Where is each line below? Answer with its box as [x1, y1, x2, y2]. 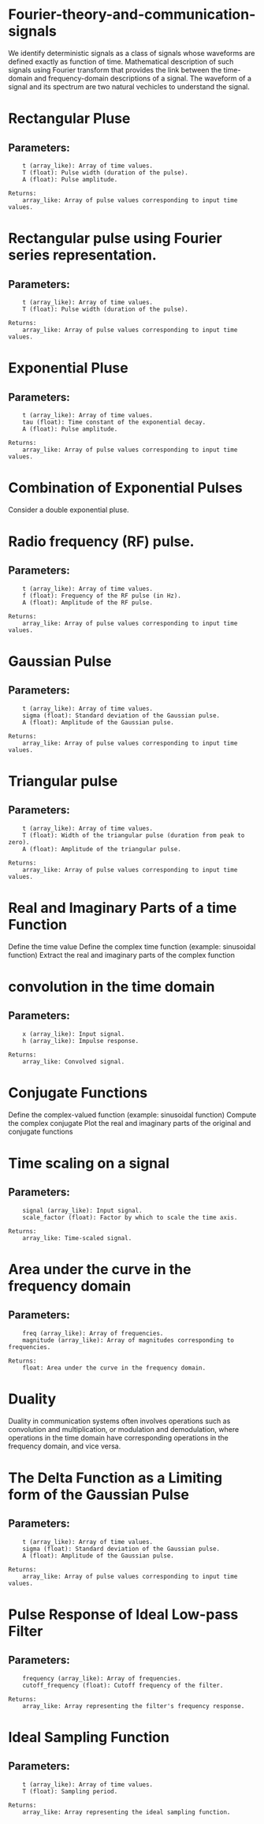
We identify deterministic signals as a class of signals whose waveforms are [8, 48, 255, 58]
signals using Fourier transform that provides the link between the [8, 65, 222, 74]
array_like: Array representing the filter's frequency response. [22, 1702, 245, 1710]
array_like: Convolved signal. [22, 1057, 125, 1066]
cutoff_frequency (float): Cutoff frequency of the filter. [22, 1681, 224, 1689]
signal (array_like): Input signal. [22, 1206, 143, 1214]
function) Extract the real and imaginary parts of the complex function [8, 950, 235, 959]
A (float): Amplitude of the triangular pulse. [22, 845, 181, 853]
